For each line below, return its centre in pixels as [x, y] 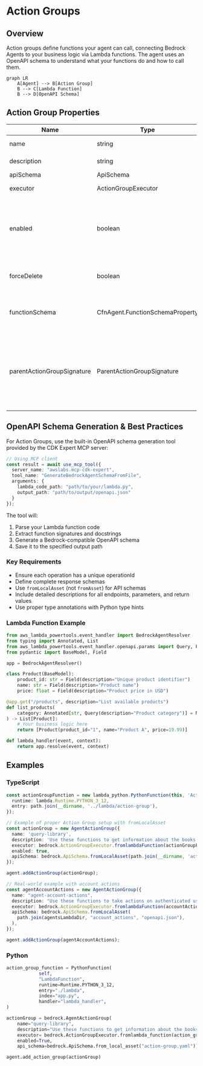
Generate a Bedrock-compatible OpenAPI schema [77, 540]
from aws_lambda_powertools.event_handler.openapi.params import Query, [100, 646]
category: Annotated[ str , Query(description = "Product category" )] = [105, 713]
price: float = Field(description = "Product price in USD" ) [93, 691]
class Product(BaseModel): [40, 674]
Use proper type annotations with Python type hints [79, 607]
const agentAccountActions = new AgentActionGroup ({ [74, 889]
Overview [25, 34]
